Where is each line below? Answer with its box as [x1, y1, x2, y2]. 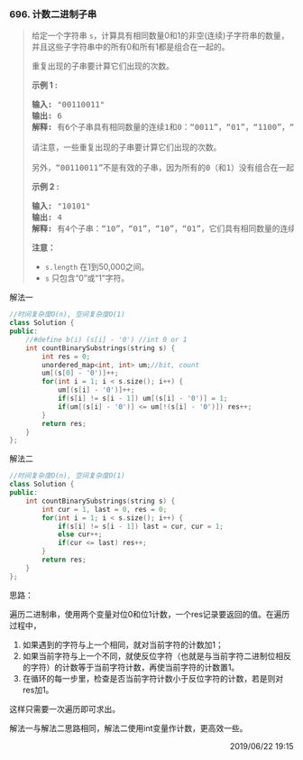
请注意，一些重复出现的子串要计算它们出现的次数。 [31, 143, 222, 153]
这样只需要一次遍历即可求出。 [9, 703, 120, 714]
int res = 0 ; [41, 352, 91, 361]
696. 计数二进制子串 [9, 7, 97, 20]
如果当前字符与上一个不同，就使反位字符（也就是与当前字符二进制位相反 [22, 650, 291, 661]
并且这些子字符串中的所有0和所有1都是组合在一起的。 [31, 42, 230, 52]
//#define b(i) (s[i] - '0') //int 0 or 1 [25, 335, 188, 344]
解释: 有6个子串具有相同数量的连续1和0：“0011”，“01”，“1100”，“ [31, 122, 295, 133]
